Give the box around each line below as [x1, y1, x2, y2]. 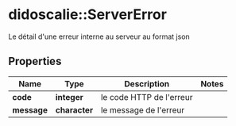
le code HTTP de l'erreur [100, 91, 193, 102]
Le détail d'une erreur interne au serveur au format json [8, 32, 191, 41]
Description [124, 78, 169, 89]
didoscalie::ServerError [8, 6, 167, 24]
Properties [8, 55, 62, 68]
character [55, 105, 94, 116]
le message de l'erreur [100, 105, 185, 116]
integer [55, 91, 83, 102]
